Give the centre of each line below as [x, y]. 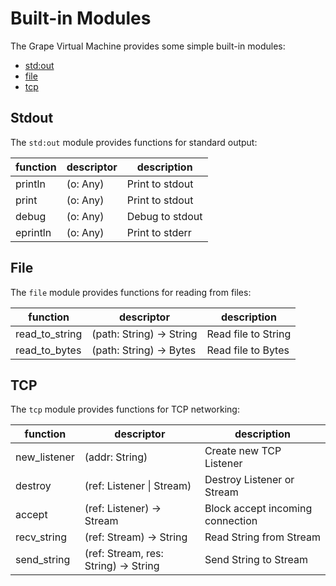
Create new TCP [243, 451]
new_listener [45, 457]
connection [231, 521]
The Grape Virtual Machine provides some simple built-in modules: [148, 46]
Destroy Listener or [249, 480]
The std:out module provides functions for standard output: [134, 142]
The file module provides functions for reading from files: [131, 292]
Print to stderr [159, 232]
